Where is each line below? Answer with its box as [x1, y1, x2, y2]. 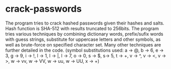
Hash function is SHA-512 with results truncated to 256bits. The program [5, 25, 159, 31]
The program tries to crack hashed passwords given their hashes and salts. [5, 20, 165, 26]
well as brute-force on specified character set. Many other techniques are [5, 41, 161, 48]
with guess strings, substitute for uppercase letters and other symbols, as [5, 36, 161, 42]
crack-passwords [5, 3, 82, 15]
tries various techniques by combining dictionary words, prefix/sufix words [5, 31, 164, 37]
